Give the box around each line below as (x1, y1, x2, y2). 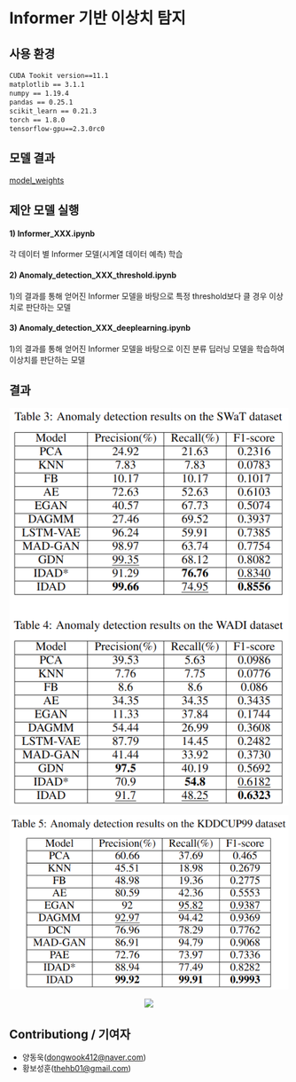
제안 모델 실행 (9, 203, 80, 218)
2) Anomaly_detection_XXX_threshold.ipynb (9, 270, 177, 280)
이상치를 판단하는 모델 (9, 354, 86, 365)
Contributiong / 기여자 (9, 1026, 131, 1042)
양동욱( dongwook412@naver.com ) (21, 1052, 146, 1062)
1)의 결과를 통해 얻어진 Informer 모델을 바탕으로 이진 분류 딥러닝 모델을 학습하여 (9, 343, 285, 354)
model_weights (9, 175, 65, 185)
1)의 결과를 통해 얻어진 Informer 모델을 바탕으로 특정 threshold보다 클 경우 (9, 290, 268, 302)
